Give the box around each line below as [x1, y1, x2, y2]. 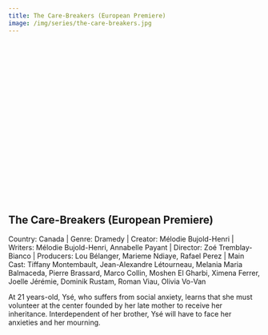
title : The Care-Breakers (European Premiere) [8, 11, 166, 20]
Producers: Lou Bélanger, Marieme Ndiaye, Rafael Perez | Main [37, 251, 245, 261]
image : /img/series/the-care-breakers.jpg [8, 19, 152, 27]
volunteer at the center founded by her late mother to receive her [8, 301, 222, 310]
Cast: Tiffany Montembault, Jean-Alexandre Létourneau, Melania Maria [8, 260, 242, 269]
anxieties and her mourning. [8, 317, 102, 328]
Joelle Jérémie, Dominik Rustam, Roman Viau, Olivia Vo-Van [8, 277, 206, 286]
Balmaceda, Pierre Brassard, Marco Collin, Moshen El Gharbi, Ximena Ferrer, [8, 269, 260, 278]
